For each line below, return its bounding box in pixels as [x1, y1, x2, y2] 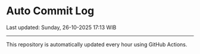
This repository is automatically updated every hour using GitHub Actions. [6, 40, 187, 48]
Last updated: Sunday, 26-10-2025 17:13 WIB [6, 24, 117, 31]
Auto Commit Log [6, 4, 95, 18]
